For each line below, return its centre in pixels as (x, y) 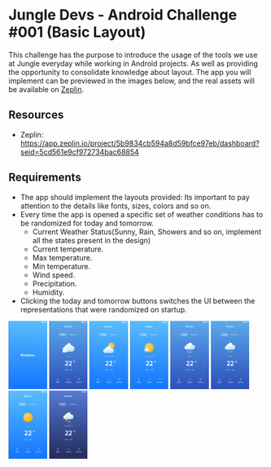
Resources (36, 115)
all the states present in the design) (92, 240)
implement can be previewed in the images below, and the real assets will (131, 81)
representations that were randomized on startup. (103, 309)
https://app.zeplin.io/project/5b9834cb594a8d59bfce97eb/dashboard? (140, 143)
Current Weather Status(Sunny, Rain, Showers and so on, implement (147, 231)
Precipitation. (55, 283)
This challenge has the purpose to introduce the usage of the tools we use (133, 55)
